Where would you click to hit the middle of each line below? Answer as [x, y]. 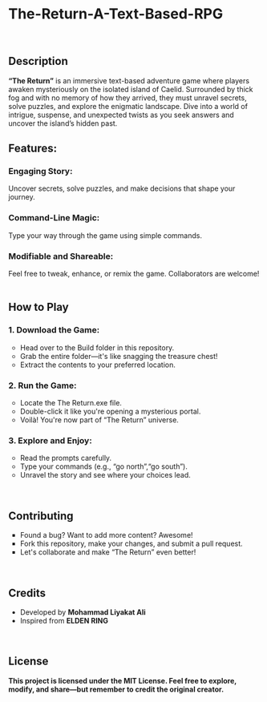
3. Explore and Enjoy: [50, 440]
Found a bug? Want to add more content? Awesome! [107, 535]
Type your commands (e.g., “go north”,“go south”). [104, 466]
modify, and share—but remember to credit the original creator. [116, 689]
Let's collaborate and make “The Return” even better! [108, 552]
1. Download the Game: [54, 330]
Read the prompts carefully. [66, 458]
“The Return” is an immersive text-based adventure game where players [129, 80]
